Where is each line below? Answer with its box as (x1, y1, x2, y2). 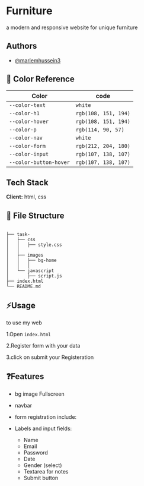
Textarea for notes (23, 468, 69, 475)
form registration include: (14, 413, 77, 420)
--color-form (9, 143, 46, 149)
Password (23, 449, 49, 456)
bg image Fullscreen (14, 390, 65, 397)
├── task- (6, 232, 31, 238)
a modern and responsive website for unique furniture (6, 24, 138, 31)
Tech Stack (6, 177, 49, 188)
